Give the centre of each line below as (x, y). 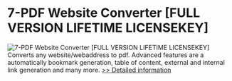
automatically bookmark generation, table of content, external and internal (116, 62)
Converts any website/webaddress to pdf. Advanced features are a (106, 55)
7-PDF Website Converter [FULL (104, 13)
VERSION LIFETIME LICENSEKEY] (108, 28)
